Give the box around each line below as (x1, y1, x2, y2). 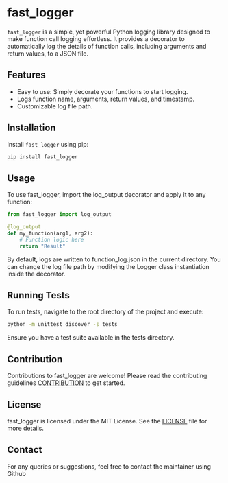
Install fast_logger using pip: (7, 140, 89, 148)
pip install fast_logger (7, 153, 78, 161)
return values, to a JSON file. (7, 49, 89, 58)
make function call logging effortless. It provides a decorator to (7, 34, 185, 43)
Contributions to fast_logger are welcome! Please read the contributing (7, 372, 207, 380)
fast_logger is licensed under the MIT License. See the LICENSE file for (7, 416, 207, 425)
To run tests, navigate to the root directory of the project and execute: (7, 307, 204, 316)
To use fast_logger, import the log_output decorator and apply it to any (7, 191, 206, 199)
